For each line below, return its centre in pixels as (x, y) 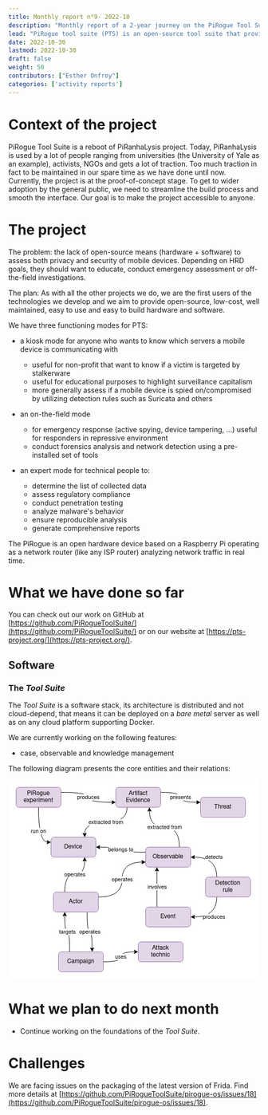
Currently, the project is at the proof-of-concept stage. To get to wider (124, 180)
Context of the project (83, 124)
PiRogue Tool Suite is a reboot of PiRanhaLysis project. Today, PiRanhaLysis (132, 147)
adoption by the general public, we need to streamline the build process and (134, 189)
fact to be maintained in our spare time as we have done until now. (117, 172)
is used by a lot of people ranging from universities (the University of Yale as (134, 155)
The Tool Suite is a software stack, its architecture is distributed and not (126, 705)
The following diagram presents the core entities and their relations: (120, 769)
